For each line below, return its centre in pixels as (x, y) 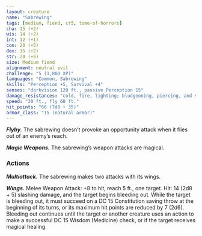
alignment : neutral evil (37, 68)
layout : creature (28, 12)
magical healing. (26, 226)
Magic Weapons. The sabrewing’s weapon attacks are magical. (85, 147)
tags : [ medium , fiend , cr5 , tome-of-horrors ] (64, 23)
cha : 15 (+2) (23, 29)
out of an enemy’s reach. (37, 136)
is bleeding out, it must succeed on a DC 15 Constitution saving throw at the (100, 201)
